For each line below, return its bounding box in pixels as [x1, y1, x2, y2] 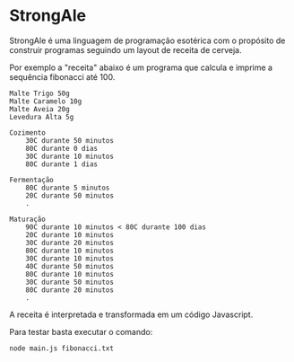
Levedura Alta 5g [9, 112, 74, 121]
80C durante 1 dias [25, 159, 99, 169]
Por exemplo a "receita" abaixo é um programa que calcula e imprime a [9, 62, 273, 73]
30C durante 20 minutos [25, 238, 115, 247]
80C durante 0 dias [25, 144, 99, 153]
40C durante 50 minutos [25, 261, 115, 270]
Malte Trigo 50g [9, 89, 70, 98]
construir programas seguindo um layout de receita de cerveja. [9, 44, 242, 55]
